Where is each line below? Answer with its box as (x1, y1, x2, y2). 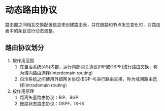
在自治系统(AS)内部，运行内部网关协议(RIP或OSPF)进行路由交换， (19, 63, 154, 69)
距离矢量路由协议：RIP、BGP (19, 94, 79, 100)
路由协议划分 (5, 44, 44, 52)
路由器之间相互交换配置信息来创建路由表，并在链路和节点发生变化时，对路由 (5, 22, 161, 28)
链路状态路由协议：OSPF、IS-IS (19, 100, 85, 106)
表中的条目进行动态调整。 (5, 28, 57, 33)
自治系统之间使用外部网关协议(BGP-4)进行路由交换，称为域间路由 (19, 76, 153, 82)
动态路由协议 (5, 4, 58, 16)
